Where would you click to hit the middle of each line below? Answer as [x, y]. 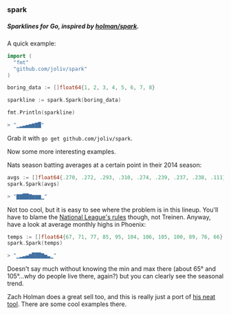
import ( [20, 56]
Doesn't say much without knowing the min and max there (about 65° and [112, 269]
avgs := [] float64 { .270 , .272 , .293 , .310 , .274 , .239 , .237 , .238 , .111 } [117, 177]
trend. [15, 283]
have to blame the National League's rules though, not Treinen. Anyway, [109, 217]
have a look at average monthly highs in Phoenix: [77, 224]
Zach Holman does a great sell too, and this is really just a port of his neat [111, 297]
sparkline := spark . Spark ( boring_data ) [64, 100]
